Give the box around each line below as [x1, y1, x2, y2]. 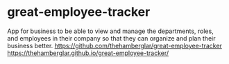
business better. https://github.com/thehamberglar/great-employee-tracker [7, 41, 222, 50]
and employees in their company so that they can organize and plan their [7, 34, 216, 42]
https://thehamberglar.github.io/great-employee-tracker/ [7, 49, 169, 57]
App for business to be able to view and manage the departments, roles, [7, 27, 214, 35]
